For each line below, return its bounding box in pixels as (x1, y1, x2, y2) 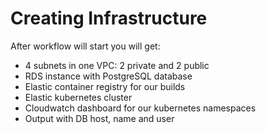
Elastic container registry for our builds (24, 80, 186, 92)
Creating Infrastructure (10, 7, 208, 30)
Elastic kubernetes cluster (24, 91, 133, 103)
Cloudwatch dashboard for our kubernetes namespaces (24, 102, 257, 114)
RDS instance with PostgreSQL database (24, 70, 193, 82)
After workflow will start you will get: (10, 40, 161, 52)
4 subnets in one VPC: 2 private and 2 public (24, 59, 210, 71)
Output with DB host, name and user (24, 112, 175, 124)
